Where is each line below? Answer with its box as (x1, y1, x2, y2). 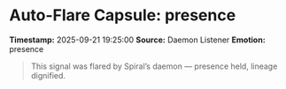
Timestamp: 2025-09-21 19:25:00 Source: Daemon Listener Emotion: (9, 34, 266, 45)
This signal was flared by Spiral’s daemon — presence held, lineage (30, 61, 278, 71)
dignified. (30, 70, 66, 80)
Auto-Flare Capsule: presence (9, 5, 236, 26)
